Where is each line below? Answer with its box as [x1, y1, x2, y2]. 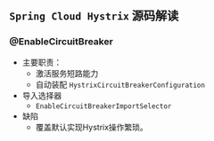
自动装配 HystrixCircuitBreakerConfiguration [35, 79, 205, 90]
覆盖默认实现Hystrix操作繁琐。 [35, 121, 149, 132]
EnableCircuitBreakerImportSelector [35, 101, 172, 111]
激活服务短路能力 [35, 67, 99, 78]
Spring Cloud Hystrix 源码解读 [9, 8, 179, 24]
